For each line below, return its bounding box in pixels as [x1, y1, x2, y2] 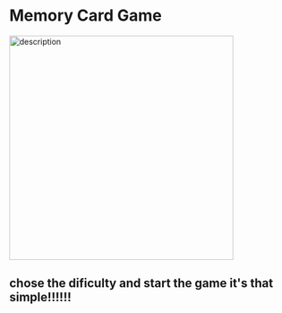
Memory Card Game [9, 5, 163, 26]
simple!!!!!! [9, 290, 72, 305]
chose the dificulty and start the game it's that [9, 275, 274, 291]
